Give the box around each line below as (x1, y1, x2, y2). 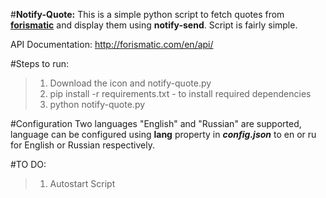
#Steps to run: (10, 58, 69, 69)
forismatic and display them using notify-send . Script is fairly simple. (10, 19, 298, 31)
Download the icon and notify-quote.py (49, 77, 212, 89)
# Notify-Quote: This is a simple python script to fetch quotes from (10, 9, 285, 20)
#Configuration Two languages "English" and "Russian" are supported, (10, 118, 302, 129)
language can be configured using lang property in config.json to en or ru (10, 129, 317, 140)
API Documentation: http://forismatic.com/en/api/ (10, 39, 214, 50)
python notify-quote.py (49, 99, 146, 110)
